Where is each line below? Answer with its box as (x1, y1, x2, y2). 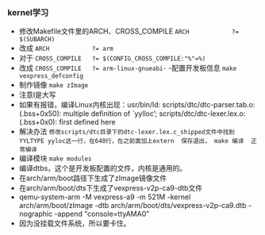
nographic (18, 209, 53, 219)
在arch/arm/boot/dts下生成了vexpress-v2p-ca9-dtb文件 (18, 183, 203, 193)
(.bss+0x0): (18, 118, 57, 127)
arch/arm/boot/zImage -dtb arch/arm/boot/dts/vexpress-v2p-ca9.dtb (18, 201, 247, 210)
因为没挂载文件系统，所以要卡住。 (18, 218, 131, 228)
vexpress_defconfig (18, 72, 84, 80)
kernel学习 (7, 6, 49, 17)
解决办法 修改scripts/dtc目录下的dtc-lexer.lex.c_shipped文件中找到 (18, 127, 235, 137)
